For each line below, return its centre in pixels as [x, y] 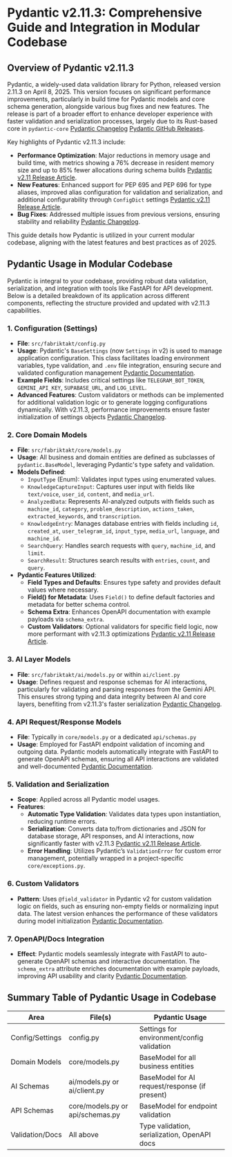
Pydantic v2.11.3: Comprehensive [105, 13]
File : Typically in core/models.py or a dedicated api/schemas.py [107, 737]
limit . [36, 553]
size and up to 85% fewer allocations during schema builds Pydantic [115, 170]
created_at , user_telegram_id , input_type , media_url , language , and [123, 531]
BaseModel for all [167, 1057]
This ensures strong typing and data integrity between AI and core [112, 696]
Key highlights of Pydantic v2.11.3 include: [67, 142]
